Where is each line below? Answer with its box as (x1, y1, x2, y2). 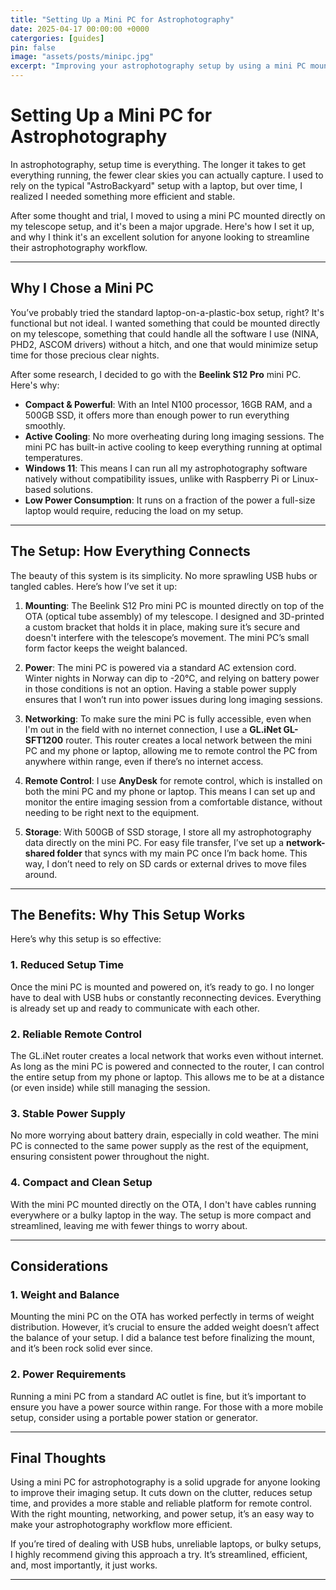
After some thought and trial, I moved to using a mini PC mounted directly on (10, 209, 326, 221)
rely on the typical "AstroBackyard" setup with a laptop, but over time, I (10, 179, 303, 191)
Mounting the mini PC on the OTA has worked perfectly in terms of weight (10, 1311, 315, 1323)
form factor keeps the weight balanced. (24, 642, 188, 654)
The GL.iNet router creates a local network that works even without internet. (10, 1049, 324, 1061)
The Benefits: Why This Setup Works (10, 906, 246, 923)
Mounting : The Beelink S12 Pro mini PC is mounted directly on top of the (24, 599, 325, 611)
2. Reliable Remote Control (10, 1027, 142, 1041)
